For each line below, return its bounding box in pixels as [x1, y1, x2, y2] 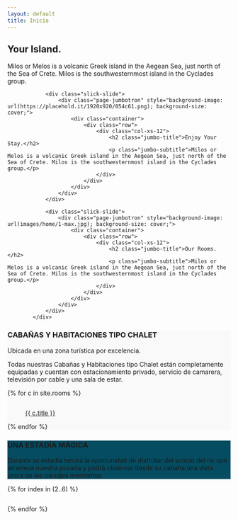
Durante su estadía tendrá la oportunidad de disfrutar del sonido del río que [7, 456, 228, 464]
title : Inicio [7, 17, 50, 24]
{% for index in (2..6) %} [7, 484, 79, 493]
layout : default [7, 10, 55, 18]
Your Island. [7, 43, 62, 55]
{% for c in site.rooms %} [7, 389, 81, 397]
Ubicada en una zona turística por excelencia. [7, 346, 142, 355]
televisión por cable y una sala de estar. [7, 375, 123, 383]
